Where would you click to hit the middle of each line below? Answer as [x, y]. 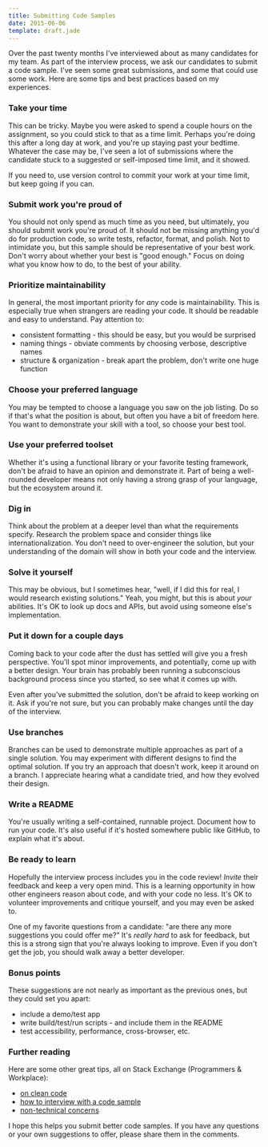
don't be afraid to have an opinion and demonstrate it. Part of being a [122, 471]
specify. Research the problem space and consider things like [110, 535]
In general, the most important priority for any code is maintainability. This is [134, 303]
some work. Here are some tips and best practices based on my [114, 79]
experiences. [30, 87]
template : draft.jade [44, 30]
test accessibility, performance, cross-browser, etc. [105, 1031]
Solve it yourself [41, 572]
